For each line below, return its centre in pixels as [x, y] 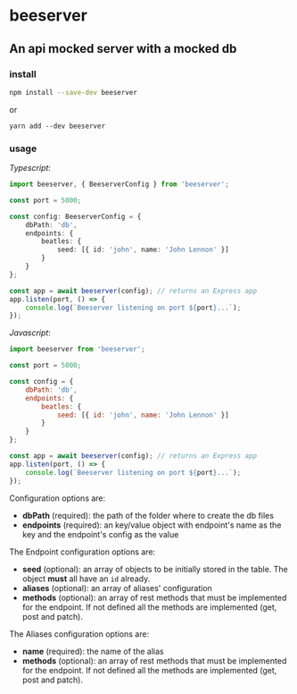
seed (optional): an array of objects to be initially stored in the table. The [155, 569]
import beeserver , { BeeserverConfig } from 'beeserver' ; [119, 184]
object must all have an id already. [86, 579]
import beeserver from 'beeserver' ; [77, 350]
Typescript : [30, 168]
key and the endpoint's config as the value [100, 534]
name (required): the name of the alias [93, 651]
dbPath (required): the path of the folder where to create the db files [148, 515]
